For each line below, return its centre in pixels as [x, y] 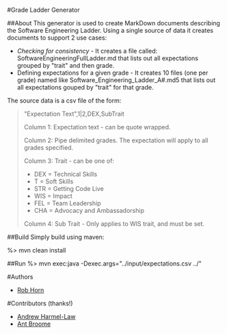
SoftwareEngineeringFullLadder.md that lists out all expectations [107, 58]
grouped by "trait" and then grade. [66, 65]
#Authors [20, 277]
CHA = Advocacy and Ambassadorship [89, 210]
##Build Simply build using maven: [56, 237]
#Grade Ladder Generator [43, 10]
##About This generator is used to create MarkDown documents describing [114, 23]
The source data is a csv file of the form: [64, 101]
